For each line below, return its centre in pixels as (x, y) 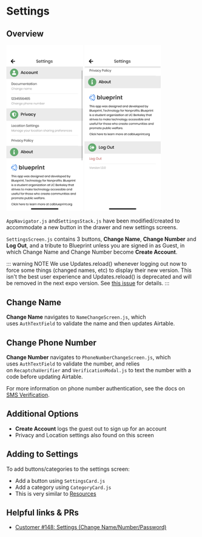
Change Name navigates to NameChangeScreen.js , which (76, 317)
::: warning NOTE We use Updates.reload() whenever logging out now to (96, 264)
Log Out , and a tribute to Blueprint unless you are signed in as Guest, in (96, 246)
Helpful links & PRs (42, 512)
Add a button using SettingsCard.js (60, 480)
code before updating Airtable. (45, 376)
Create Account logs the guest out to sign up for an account (91, 428)
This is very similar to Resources (56, 493)
